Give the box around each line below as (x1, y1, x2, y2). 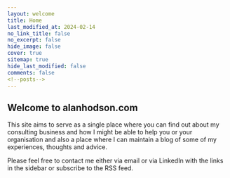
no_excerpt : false (7, 37, 61, 44)
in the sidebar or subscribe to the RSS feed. (7, 164, 133, 172)
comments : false (7, 69, 55, 76)
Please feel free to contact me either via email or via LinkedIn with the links (7, 156, 224, 165)
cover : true (7, 50, 42, 57)
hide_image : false (7, 43, 61, 50)
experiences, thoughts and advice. (7, 143, 107, 151)
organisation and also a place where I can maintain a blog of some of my (7, 135, 217, 144)
